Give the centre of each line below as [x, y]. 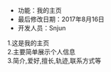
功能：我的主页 [39, 10]
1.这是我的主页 [28, 43]
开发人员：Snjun [42, 28]
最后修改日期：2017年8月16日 [61, 19]
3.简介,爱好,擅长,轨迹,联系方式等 [54, 61]
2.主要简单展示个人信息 [42, 52]
